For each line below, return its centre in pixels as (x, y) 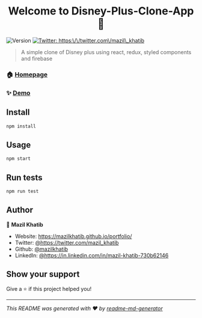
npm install (21, 126)
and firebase (37, 58)
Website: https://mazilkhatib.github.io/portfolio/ (73, 236)
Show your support (43, 274)
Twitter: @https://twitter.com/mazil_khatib (67, 242)
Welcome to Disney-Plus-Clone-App (101, 11)
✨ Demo (18, 93)
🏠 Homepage (27, 75)
